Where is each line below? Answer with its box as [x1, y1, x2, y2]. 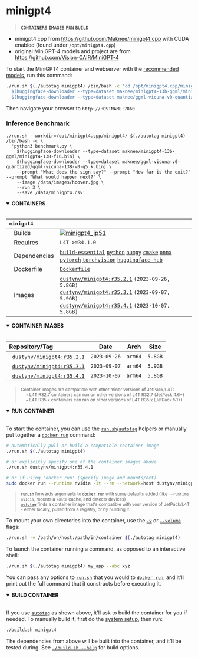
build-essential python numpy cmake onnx [60, 249, 172, 256]
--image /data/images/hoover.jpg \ [16, 179, 104, 185]
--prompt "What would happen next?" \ [6, 174, 101, 180]
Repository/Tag [9, 342, 54, 351]
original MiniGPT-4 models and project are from [14, 47, 131, 54]
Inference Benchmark [6, 119, 70, 128]
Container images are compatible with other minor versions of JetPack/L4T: [20, 387, 174, 393]
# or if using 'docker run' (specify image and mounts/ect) [6, 475, 157, 481]
